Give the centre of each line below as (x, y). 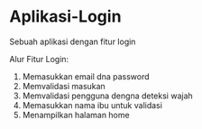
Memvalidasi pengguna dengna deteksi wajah (108, 96)
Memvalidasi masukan (64, 86)
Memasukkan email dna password (86, 76)
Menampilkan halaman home (76, 115)
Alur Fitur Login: (39, 59)
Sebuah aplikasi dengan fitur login (73, 41)
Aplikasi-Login (65, 17)
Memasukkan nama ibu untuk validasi (92, 105)
